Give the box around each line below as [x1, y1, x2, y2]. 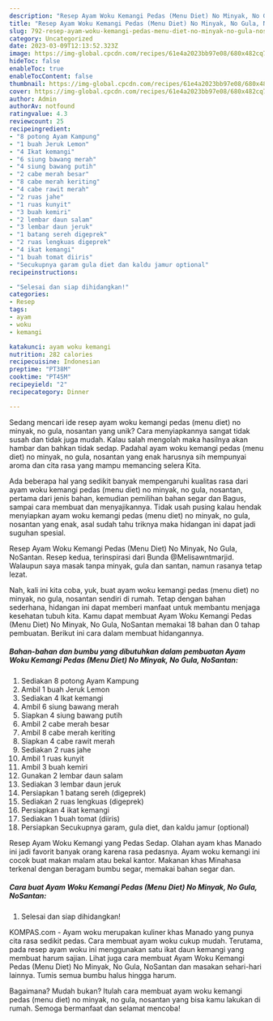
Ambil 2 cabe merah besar [20, 719, 110, 728]
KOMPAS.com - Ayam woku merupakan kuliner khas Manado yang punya [9, 927, 254, 937]
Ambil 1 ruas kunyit [20, 753, 84, 763]
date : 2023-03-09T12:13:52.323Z [9, 42, 118, 50]
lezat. [9, 569, 28, 579]
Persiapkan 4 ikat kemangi [20, 804, 110, 815]
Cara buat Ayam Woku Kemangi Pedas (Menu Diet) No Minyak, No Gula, [9, 882, 258, 892]
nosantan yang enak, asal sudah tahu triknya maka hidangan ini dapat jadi [9, 519, 256, 529]
